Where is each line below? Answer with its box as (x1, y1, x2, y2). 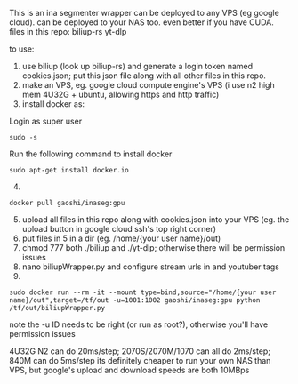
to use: (9, 44, 35, 54)
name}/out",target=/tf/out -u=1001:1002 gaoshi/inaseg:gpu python (9, 296, 261, 305)
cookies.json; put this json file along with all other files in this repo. (21, 70, 267, 81)
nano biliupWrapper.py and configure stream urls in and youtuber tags (21, 261, 280, 272)
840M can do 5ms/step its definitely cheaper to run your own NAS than (9, 356, 271, 365)
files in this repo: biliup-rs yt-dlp (9, 27, 127, 36)
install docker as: (21, 99, 85, 109)
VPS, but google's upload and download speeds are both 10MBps (9, 364, 250, 375)
